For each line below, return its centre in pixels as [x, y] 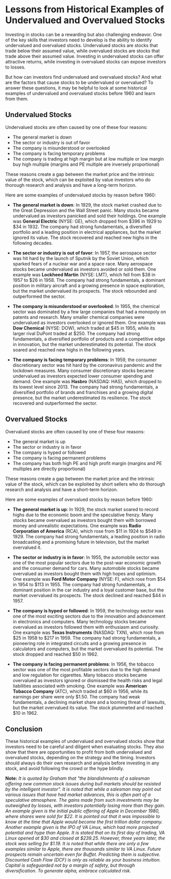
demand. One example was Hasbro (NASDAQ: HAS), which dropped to [87, 381]
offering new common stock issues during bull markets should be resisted [83, 784]
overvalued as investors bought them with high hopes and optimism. [85, 574]
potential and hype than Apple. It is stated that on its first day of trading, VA [85, 833]
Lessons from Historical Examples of [85, 9]
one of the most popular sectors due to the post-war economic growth [87, 563]
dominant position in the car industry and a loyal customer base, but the [88, 590]
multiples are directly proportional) [49, 469]
